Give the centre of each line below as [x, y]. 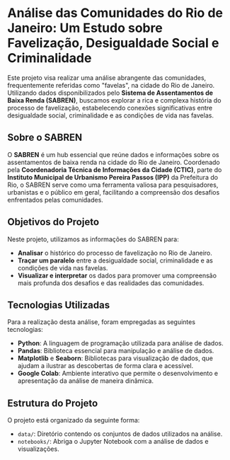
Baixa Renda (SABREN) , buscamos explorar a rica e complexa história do [114, 100]
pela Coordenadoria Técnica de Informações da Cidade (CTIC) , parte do [115, 169]
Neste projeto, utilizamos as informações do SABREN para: [93, 239]
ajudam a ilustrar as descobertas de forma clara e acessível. [105, 366]
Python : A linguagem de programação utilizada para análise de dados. [121, 343]
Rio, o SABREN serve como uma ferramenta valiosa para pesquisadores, [113, 185]
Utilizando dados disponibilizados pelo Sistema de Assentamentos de [110, 93]
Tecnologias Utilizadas [59, 305]
